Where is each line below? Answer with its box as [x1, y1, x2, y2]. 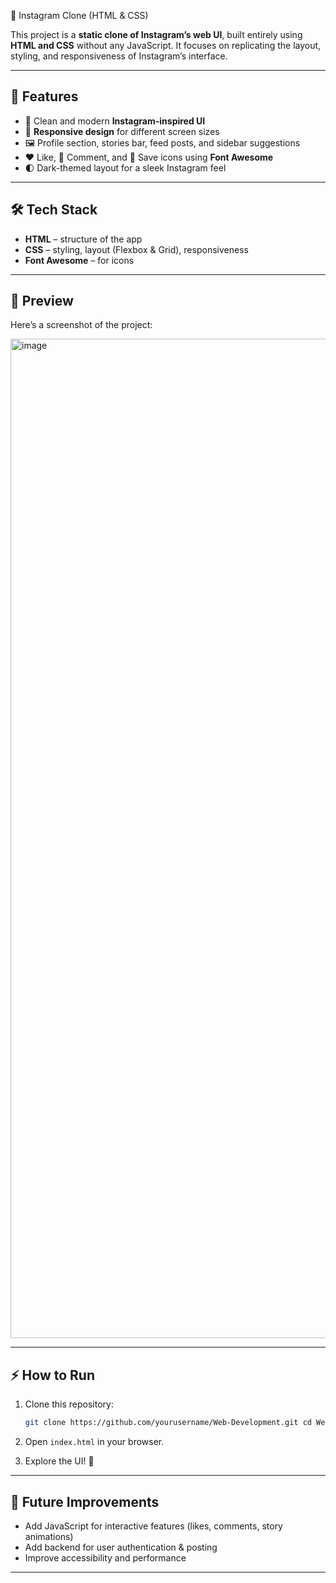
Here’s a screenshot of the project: [10, 319, 153, 331]
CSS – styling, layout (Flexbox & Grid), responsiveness [24, 243, 249, 255]
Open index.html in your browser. [24, 1436, 165, 1448]
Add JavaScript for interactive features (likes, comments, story [24, 1520, 283, 1532]
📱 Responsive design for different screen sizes [24, 125, 220, 137]
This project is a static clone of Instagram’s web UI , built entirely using [10, 29, 303, 40]
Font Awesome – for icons [24, 254, 135, 266]
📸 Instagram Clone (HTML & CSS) [10, 10, 149, 21]
